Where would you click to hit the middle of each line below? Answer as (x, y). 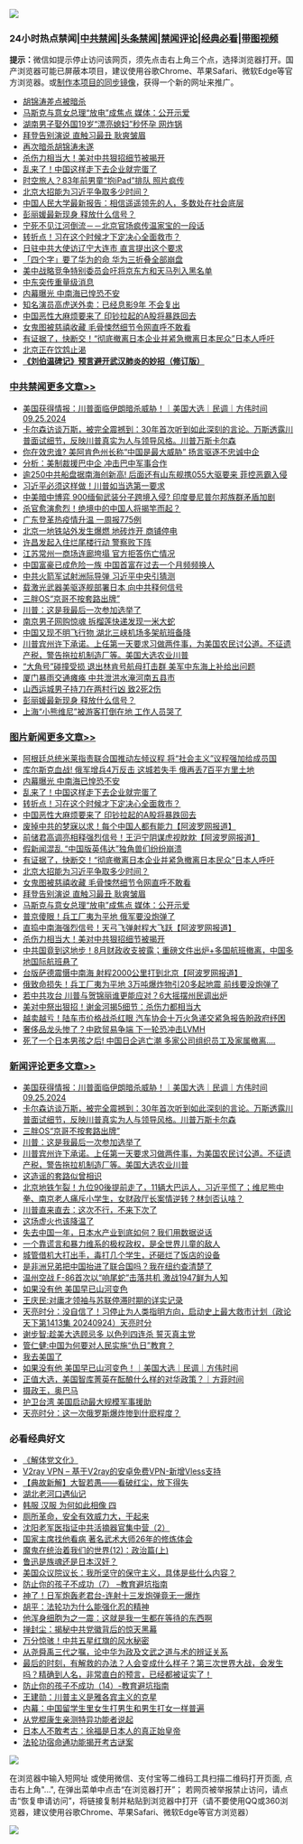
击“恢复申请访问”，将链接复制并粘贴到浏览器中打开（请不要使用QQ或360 (145, 1801)
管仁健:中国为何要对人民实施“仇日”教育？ (98, 1346)
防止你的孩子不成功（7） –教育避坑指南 (95, 1584)
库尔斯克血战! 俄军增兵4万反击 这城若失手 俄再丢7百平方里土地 (138, 769)
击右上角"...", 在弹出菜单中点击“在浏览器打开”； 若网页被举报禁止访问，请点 (149, 1790)
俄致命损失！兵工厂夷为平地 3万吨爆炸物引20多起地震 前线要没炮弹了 (151, 983)
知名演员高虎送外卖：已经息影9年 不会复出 (101, 305)
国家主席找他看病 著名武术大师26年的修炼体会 (107, 1539)
